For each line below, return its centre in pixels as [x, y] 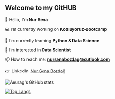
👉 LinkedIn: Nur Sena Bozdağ [35, 71]
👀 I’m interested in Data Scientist [38, 50]
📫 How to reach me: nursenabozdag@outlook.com [57, 59]
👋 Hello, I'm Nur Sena [27, 19]
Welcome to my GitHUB [41, 8]
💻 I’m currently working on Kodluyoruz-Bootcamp [56, 29]
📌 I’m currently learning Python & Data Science [52, 40]
